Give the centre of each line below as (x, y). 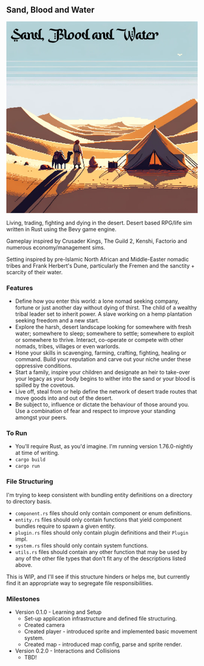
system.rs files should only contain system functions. (82, 545)
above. (24, 564)
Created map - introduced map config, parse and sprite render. (103, 644)
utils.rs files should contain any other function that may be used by (101, 552)
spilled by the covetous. (45, 385)
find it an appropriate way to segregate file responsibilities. (80, 583)
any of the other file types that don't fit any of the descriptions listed (100, 558)
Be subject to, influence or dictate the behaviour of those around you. (102, 404)
